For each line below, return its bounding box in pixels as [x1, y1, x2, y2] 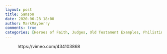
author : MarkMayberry [5, 21, 50, 26]
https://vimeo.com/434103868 [17, 44, 81, 49]
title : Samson [5, 12, 35, 17]
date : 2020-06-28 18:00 [5, 16, 55, 21]
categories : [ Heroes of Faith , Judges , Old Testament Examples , [5, 30, 141, 35]
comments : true [5, 26, 37, 30]
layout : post [5, 7, 32, 12]
